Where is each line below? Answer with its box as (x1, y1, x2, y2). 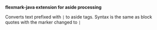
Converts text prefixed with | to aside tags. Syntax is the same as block (5, 14, 152, 19)
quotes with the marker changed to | (5, 19, 81, 25)
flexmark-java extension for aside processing (5, 4, 101, 10)
